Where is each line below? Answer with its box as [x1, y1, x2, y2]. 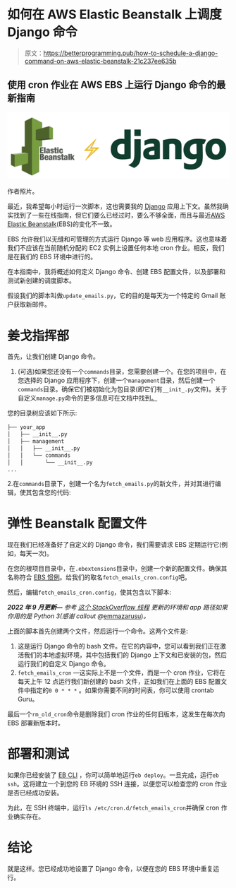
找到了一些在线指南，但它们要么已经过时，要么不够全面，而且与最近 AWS [13, 211, 225, 220]
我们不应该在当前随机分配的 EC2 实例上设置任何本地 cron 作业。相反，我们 [7, 244, 225, 252]
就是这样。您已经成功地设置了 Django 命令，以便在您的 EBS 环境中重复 [7, 865, 213, 873]
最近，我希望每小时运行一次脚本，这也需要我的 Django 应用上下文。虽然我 [7, 202, 223, 211]
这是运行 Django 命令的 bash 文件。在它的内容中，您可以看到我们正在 [17, 642, 221, 651]
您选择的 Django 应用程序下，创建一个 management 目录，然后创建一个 [17, 376, 216, 385]
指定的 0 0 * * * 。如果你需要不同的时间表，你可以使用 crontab [30, 686, 214, 694]
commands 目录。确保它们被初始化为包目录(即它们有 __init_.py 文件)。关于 [17, 385, 228, 393]
